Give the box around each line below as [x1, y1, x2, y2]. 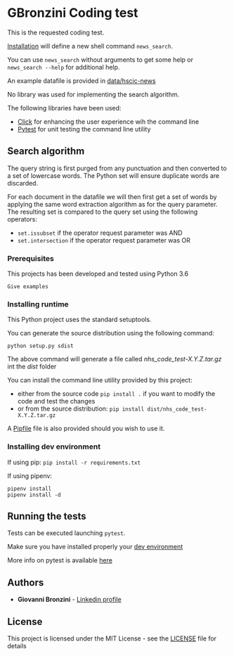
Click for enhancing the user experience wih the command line [17, 117, 200, 126]
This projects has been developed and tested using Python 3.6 [7, 269, 188, 278]
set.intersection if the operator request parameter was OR [17, 236, 191, 244]
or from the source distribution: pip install [17, 404, 145, 413]
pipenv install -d [7, 491, 61, 499]
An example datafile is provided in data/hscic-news [7, 76, 156, 85]
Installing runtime [7, 299, 69, 309]
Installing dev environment [7, 442, 100, 451]
